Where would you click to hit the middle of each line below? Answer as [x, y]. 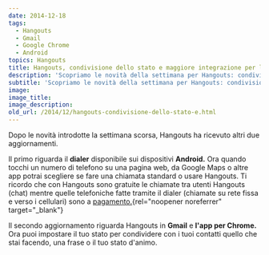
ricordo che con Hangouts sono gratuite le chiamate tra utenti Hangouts [127, 184]
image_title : [30, 98]
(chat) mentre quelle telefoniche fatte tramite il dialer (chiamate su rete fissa [133, 193]
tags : [17, 23]
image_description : [41, 105]
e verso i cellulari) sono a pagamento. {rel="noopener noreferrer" [115, 201]
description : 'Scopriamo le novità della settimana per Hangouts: [121, 75]
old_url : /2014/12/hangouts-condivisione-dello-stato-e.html [112, 113]
